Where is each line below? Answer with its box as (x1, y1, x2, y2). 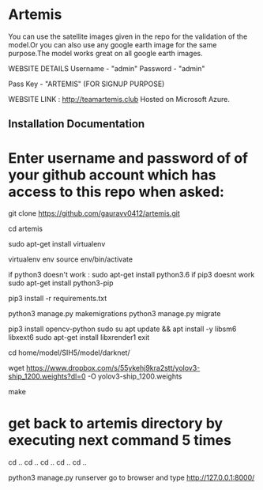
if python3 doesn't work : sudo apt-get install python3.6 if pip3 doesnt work (8, 270, 255, 280)
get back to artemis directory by (8, 415, 224, 432)
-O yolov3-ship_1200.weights (87, 371, 182, 381)
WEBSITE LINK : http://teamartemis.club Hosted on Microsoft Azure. (8, 94, 231, 104)
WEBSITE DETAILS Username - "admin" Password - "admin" (8, 63, 205, 73)
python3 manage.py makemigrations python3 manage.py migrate (8, 309, 221, 318)
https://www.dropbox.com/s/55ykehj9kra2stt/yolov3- (26, 364, 201, 373)
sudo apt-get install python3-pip (8, 278, 114, 288)
